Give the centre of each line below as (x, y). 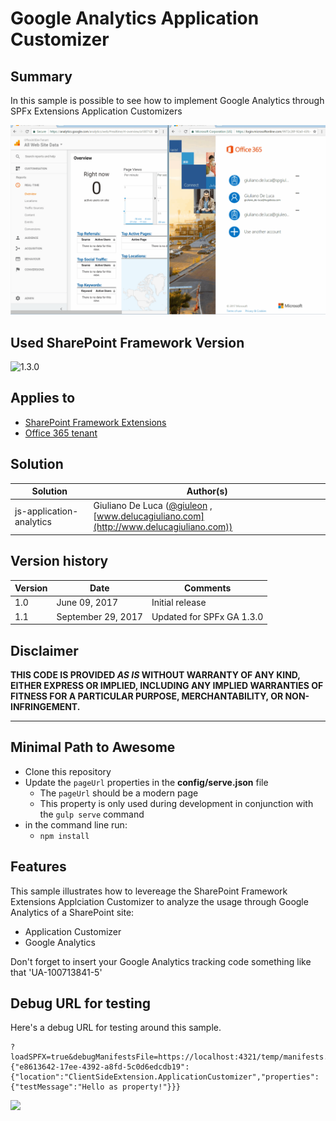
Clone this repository (68, 771)
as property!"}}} (145, 1087)
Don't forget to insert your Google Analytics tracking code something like (161, 961)
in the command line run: (76, 824)
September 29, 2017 (99, 616)
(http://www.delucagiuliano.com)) (163, 527)
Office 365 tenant (61, 433)
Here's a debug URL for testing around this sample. (116, 1028)
